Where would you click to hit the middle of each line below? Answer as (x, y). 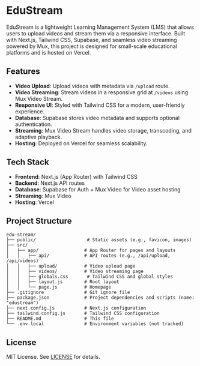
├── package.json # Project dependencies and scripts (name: (101, 298)
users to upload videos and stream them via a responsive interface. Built (96, 33)
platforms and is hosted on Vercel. (49, 52)
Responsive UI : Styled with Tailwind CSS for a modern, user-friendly (100, 105)
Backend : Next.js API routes (50, 183)
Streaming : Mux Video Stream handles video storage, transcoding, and (103, 130)
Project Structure (39, 220)
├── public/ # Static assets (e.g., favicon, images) (99, 240)
